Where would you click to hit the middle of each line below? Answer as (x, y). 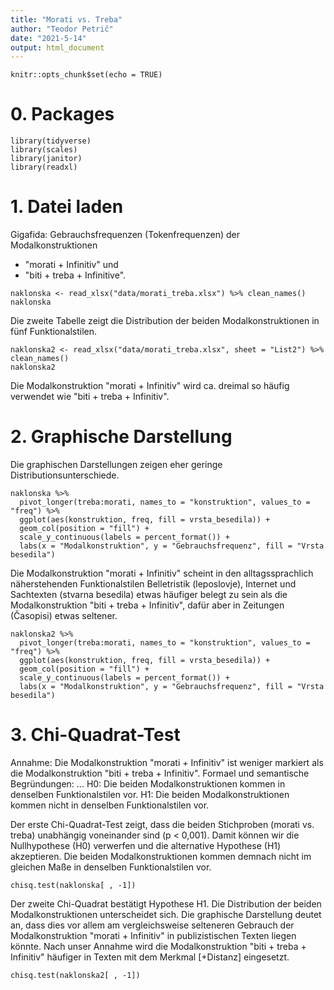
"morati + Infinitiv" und (71, 265)
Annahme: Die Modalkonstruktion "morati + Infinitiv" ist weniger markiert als (167, 762)
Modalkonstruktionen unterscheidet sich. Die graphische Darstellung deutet (166, 914)
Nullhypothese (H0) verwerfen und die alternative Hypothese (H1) (146, 845)
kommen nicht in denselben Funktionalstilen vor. (110, 805)
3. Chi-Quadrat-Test (95, 735)
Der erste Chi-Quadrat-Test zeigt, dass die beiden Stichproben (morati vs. (162, 824)
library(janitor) (46, 159)
